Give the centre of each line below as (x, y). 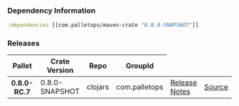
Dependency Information (52, 11)
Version (60, 71)
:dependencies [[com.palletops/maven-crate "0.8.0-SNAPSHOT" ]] (103, 25)
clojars (98, 87)
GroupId (140, 66)
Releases (24, 43)
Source (216, 87)
